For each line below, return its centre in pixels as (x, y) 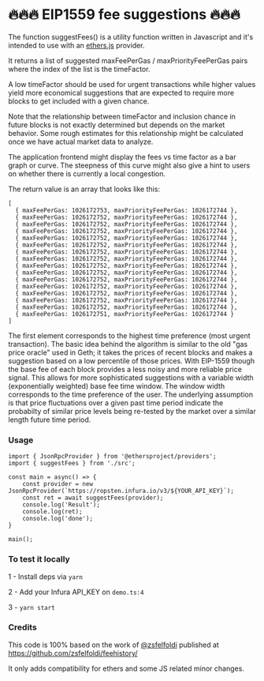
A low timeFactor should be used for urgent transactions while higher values (132, 84)
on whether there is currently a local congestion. (87, 173)
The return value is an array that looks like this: (84, 189)
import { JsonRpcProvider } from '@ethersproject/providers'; (112, 457)
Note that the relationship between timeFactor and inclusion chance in (122, 116)
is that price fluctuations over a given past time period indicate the (116, 403)
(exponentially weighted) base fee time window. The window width (117, 386)
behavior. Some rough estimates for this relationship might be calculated (126, 133)
